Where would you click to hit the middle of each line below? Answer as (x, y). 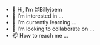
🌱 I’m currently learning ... (44, 22)
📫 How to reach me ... (40, 36)
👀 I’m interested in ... (38, 16)
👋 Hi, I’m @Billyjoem (37, 9)
